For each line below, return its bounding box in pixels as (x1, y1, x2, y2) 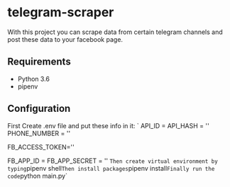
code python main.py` (7, 171, 67, 180)
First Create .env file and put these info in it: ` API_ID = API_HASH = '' (7, 121, 209, 130)
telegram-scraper (7, 4, 114, 21)
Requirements (7, 56, 71, 68)
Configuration (7, 103, 71, 115)
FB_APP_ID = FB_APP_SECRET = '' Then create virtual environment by (7, 157, 218, 165)
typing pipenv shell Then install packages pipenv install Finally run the (7, 164, 215, 172)
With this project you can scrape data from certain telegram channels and (7, 28, 224, 36)
